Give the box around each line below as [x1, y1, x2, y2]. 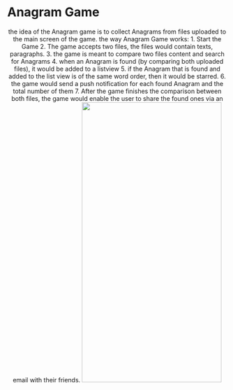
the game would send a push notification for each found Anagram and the [10, 79, 224, 88]
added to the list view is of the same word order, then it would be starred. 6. [8, 71, 227, 81]
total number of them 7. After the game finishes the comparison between [13, 87, 222, 95]
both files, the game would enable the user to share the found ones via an [11, 94, 223, 102]
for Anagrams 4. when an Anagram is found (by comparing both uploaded [10, 57, 224, 65]
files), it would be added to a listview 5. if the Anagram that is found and [13, 64, 221, 73]
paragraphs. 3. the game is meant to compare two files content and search [9, 50, 225, 58]
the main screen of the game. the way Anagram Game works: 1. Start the [13, 34, 222, 43]
